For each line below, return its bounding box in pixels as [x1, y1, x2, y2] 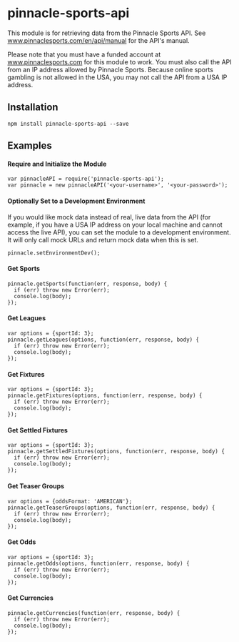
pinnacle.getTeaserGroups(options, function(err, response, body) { [7, 504, 215, 511]
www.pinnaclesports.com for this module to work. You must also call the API [7, 57, 232, 66]
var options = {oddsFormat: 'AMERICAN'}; [7, 498, 133, 505]
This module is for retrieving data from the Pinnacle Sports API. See [7, 29, 206, 37]
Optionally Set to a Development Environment [7, 197, 146, 205]
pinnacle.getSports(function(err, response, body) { [7, 280, 168, 287]
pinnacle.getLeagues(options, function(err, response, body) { [7, 336, 200, 343]
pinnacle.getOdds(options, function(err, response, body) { [7, 560, 190, 567]
